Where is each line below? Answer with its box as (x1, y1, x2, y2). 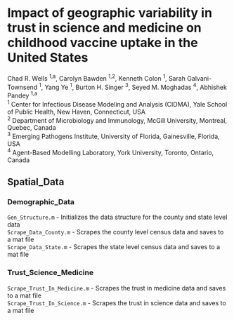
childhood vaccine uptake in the (7, 35, 198, 51)
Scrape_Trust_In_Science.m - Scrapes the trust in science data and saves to (7, 298, 226, 307)
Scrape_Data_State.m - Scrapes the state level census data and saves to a (7, 243, 221, 251)
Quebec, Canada (7, 124, 56, 132)
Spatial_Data (7, 175, 65, 187)
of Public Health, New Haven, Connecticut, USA (7, 107, 146, 116)
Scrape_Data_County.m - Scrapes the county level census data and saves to (7, 228, 224, 236)
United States (7, 50, 89, 66)
